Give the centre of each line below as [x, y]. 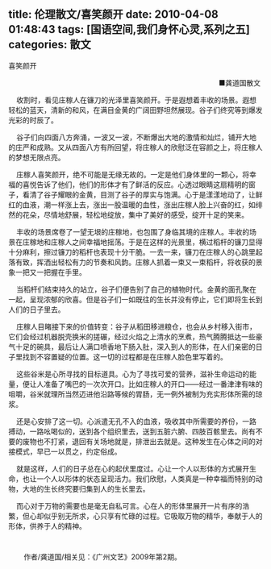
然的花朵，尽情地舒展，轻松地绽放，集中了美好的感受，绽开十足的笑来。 [128, 214]
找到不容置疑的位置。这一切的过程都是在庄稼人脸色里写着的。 [125, 356]
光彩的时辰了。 [33, 120]
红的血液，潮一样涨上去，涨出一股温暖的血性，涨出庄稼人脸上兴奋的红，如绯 [135, 205]
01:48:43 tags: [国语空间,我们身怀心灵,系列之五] [129, 29]
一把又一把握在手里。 [50, 272]
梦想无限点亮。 [40, 157]
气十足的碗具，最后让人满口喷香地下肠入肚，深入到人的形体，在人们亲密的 [132, 347]
